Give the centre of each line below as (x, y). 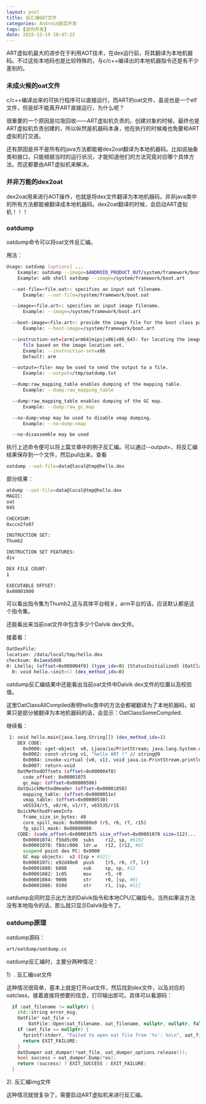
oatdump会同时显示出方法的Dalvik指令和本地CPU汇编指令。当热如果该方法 (101, 898)
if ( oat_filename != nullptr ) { (53, 1007)
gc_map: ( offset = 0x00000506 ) (60, 783)
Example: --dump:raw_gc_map (59, 407)
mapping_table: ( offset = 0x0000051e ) (69, 794)
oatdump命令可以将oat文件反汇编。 (51, 242)
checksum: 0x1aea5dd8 (34, 660)
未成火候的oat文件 (33, 86)
